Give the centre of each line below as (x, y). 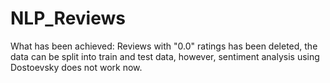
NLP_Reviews (68, 18)
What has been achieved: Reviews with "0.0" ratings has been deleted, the (164, 46)
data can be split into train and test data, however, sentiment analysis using (165, 56)
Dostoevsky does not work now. (76, 67)
